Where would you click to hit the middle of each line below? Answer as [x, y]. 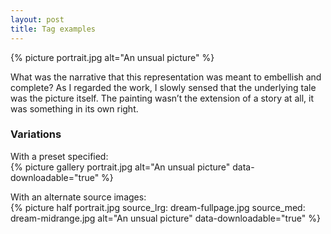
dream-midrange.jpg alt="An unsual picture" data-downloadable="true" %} [165, 218]
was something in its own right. [74, 108]
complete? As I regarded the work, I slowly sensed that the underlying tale [163, 87]
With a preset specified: [59, 156]
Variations [36, 134]
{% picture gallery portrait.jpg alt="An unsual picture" [120, 167]
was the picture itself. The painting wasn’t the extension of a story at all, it [162, 98]
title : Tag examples [53, 29]
